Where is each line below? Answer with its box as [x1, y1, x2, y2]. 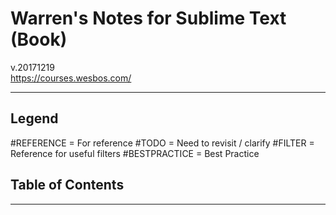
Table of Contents [10, 177, 125, 194]
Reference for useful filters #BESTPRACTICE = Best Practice [10, 147, 260, 159]
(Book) [10, 28, 68, 51]
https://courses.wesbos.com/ [10, 72, 132, 84]
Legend [10, 110, 59, 127]
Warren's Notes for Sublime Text [10, 7, 287, 30]
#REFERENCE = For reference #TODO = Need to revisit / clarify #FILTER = [10, 137, 315, 149]
